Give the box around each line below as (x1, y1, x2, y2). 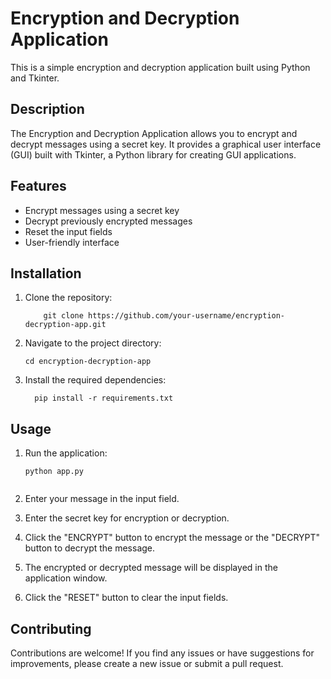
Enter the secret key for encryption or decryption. (24, 512, 230, 524)
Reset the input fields (24, 225, 113, 237)
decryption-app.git (24, 320, 107, 330)
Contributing (10, 620, 92, 637)
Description (10, 101, 85, 118)
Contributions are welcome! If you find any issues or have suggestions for (10, 647, 315, 659)
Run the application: (24, 447, 108, 459)
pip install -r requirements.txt (34, 393, 174, 404)
